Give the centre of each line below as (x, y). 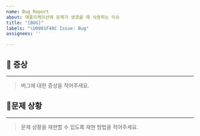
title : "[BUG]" (25, 23)
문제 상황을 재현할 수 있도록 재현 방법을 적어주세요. (79, 127)
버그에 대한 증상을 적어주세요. (55, 85)
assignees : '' (24, 34)
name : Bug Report (28, 12)
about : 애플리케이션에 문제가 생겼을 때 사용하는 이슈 (63, 17)
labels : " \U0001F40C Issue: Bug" (48, 28)
